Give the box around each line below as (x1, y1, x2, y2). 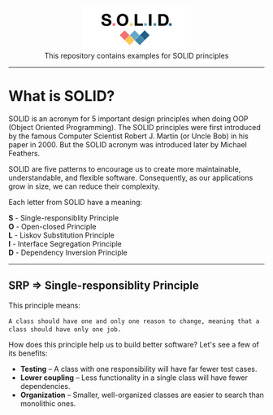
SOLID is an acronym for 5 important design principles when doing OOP (8, 113, 249, 124)
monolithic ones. (19, 398, 76, 408)
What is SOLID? (8, 87, 115, 106)
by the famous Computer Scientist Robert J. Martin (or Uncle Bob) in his (8, 131, 249, 141)
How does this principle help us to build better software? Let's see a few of (8, 339, 260, 349)
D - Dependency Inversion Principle (8, 247, 128, 257)
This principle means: (8, 300, 81, 310)
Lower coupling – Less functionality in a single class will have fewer (19, 373, 249, 382)
